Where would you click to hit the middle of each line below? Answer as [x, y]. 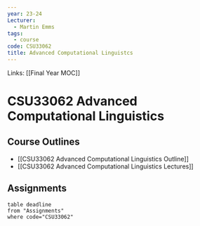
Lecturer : [22, 20]
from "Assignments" [36, 211]
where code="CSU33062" [40, 217]
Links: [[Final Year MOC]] [44, 73]
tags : [15, 33]
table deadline [29, 204]
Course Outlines [44, 142]
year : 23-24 [25, 14]
